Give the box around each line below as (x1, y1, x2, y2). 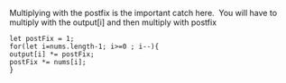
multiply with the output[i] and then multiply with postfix (9, 17, 217, 28)
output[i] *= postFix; (9, 50, 95, 59)
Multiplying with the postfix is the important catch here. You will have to (9, 8, 278, 18)
